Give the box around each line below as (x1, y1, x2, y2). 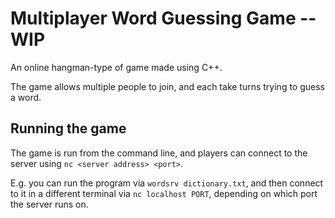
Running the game (10, 120, 127, 137)
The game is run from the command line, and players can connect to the (10, 147, 308, 159)
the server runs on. (10, 198, 89, 210)
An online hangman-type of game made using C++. (10, 61, 223, 73)
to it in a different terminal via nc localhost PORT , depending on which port (10, 187, 318, 199)
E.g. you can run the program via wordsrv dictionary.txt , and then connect (10, 177, 324, 189)
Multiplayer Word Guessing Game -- (10, 7, 317, 30)
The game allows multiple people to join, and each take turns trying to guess (10, 80, 325, 92)
